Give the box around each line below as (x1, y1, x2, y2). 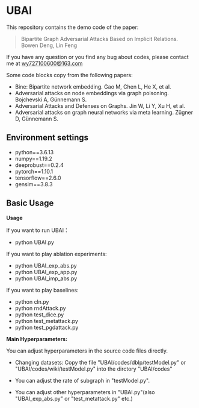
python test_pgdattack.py (14, 324, 79, 331)
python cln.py (14, 298, 49, 305)
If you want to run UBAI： (6, 227, 69, 234)
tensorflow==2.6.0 (14, 174, 61, 181)
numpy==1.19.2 (14, 155, 52, 162)
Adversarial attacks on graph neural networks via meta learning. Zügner (14, 108, 194, 116)
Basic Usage (6, 198, 54, 209)
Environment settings (6, 133, 89, 143)
